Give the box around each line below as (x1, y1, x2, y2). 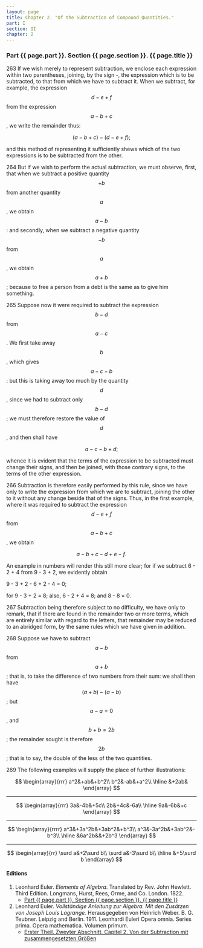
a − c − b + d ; (85, 446, 118, 453)
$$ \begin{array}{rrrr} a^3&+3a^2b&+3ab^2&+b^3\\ (8, 826, 137, 833)
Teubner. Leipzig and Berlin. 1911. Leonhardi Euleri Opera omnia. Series (14, 915, 192, 923)
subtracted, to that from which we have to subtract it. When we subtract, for (6, 78, 196, 85)
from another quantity (6, 189, 61, 196)
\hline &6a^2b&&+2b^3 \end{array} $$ (61, 832, 156, 839)
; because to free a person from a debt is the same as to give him (6, 284, 169, 291)
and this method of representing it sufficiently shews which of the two (6, 146, 181, 153)
